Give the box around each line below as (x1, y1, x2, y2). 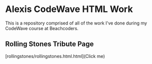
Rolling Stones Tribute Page (5, 40, 94, 48)
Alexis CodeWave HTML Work (5, 3, 133, 15)
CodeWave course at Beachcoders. (5, 25, 79, 31)
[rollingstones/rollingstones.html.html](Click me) (5, 53, 105, 59)
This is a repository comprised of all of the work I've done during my (5, 20, 147, 26)
